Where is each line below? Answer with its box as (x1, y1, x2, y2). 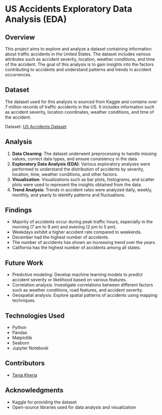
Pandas (12, 329, 28, 336)
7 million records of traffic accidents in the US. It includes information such (5, 104, 154, 110)
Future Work (5, 259, 44, 267)
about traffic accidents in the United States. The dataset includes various (5, 51, 151, 57)
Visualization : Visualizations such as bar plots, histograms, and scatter (12, 176, 155, 182)
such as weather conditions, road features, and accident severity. (12, 287, 143, 293)
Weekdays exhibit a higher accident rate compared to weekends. (12, 229, 142, 235)
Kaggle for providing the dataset (12, 399, 77, 405)
